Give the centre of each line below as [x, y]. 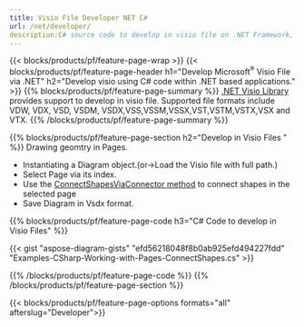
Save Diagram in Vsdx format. [78, 203]
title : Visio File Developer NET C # [78, 18]
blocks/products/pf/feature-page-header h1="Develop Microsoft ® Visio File [150, 71]
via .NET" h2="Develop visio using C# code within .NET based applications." [152, 82]
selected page [49, 194]
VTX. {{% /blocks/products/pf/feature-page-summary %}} [119, 120]
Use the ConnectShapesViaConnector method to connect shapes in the [156, 184]
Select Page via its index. [69, 174]
